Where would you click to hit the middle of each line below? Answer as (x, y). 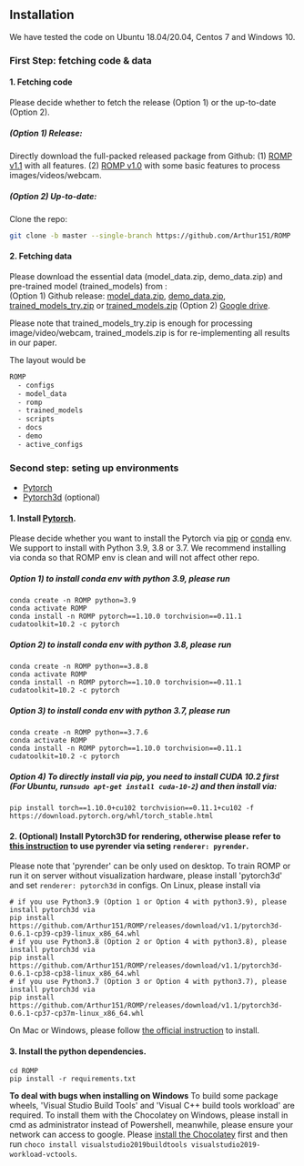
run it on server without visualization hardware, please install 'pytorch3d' (146, 876)
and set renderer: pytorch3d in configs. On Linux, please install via (135, 886)
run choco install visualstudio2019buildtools (99, 1144)
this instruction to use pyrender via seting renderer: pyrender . (129, 846)
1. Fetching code (41, 82)
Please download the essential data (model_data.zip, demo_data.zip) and (147, 276)
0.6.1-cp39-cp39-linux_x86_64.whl (75, 934)
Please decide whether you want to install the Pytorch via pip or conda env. (151, 538)
